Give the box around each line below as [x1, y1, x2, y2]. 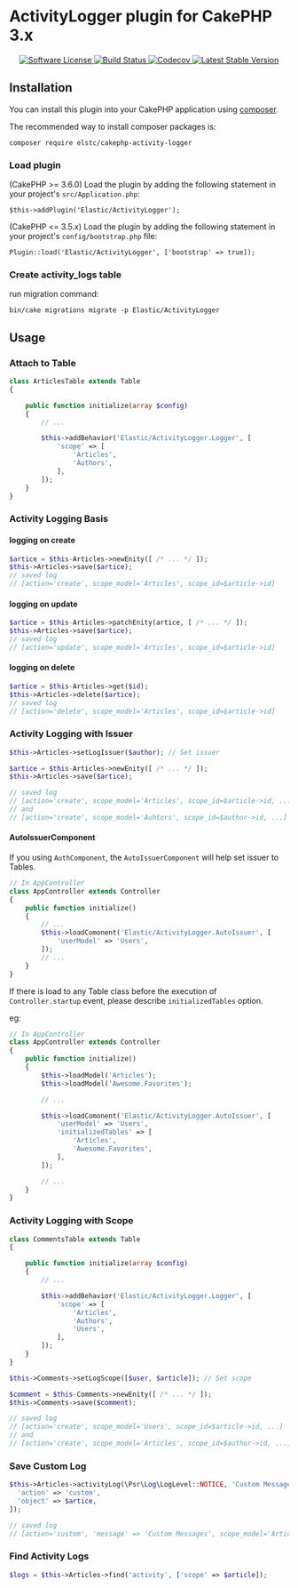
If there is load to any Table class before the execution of [9, 985, 217, 997]
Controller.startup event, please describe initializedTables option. [9, 995, 263, 1006]
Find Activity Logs [9, 1550, 90, 1562]
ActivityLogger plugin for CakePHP [9, 6, 273, 27]
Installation [9, 80, 73, 95]
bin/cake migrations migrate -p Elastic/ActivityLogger [9, 306, 220, 315]
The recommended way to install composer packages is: [9, 121, 216, 132]
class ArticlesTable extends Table [9, 377, 141, 386]
